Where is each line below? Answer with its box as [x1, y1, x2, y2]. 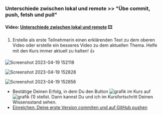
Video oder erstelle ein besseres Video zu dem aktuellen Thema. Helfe [12, 42, 158, 48]
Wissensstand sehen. [12, 99, 57, 105]
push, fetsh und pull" [5, 11, 57, 18]
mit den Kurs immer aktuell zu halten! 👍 [12, 48, 95, 54]
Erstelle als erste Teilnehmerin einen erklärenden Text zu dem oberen [12, 37, 156, 43]
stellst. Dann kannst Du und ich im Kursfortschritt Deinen [36, 94, 154, 100]
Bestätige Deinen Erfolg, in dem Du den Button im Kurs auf [12, 88, 151, 94]
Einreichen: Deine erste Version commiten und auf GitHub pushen [12, 104, 148, 110]
